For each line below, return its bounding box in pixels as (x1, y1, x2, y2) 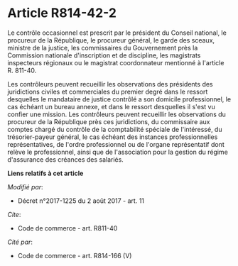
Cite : (7, 210, 21, 218)
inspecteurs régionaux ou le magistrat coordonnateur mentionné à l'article (7, 58, 225, 67)
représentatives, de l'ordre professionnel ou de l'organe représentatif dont (7, 140, 225, 148)
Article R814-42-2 (7, 5, 117, 21)
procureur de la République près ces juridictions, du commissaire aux (7, 117, 211, 126)
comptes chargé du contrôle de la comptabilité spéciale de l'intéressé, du (7, 125, 222, 133)
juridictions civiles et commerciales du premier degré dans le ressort (7, 87, 208, 96)
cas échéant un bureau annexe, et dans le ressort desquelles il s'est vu (7, 102, 215, 111)
